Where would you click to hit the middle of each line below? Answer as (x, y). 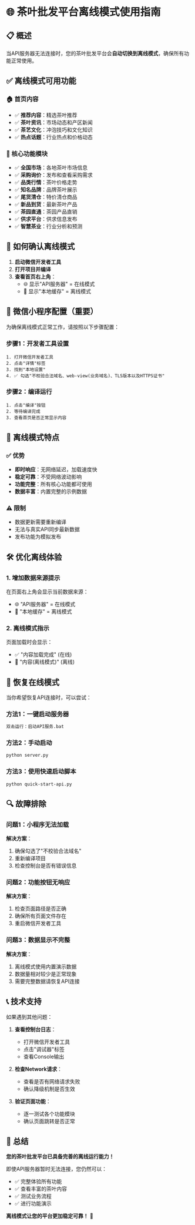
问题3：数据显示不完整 (38, 940)
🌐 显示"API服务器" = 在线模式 (59, 284)
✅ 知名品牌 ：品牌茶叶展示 (46, 189)
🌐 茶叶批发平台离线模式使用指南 (84, 12)
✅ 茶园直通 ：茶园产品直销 (46, 212)
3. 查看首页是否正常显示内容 (36, 418)
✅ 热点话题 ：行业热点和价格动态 (53, 137)
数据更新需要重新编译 (40, 522)
